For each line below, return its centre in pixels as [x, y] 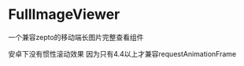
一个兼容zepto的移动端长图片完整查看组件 [76, 37]
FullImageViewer [64, 15]
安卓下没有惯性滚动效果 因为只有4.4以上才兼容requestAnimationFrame [122, 53]
